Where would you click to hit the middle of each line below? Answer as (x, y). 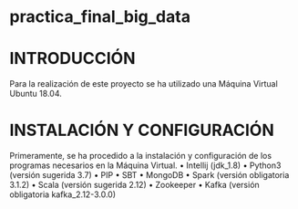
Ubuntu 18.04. (36, 94)
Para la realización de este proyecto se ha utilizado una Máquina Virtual (144, 84)
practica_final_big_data (100, 17)
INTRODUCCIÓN (72, 59)
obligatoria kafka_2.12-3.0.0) (63, 194)
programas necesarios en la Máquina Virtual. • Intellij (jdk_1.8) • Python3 (145, 165)
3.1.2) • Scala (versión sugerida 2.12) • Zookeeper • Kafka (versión (134, 185)
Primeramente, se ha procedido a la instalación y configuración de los (140, 156)
